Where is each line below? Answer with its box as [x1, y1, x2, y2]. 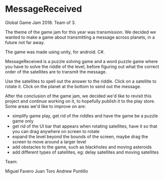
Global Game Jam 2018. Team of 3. [5, 20, 76, 25]
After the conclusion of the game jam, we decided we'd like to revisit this [5, 93, 152, 99]
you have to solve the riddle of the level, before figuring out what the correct [5, 64, 159, 69]
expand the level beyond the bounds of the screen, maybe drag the [12, 134, 148, 139]
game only [12, 118, 34, 124]
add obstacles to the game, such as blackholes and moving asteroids [12, 144, 152, 150]
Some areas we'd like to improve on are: [5, 103, 86, 109]
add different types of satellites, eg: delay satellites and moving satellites [12, 149, 159, 155]
